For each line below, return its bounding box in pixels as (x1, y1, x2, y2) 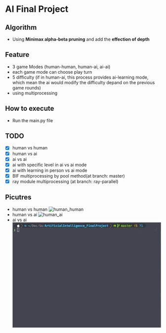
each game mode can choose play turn (12, 69, 92, 75)
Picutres (5, 193, 32, 201)
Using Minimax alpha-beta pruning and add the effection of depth (12, 36, 150, 42)
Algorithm (5, 23, 37, 32)
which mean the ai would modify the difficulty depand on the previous (12, 79, 155, 85)
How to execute (5, 104, 54, 113)
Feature (5, 50, 30, 59)
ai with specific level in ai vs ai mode (12, 162, 87, 168)
